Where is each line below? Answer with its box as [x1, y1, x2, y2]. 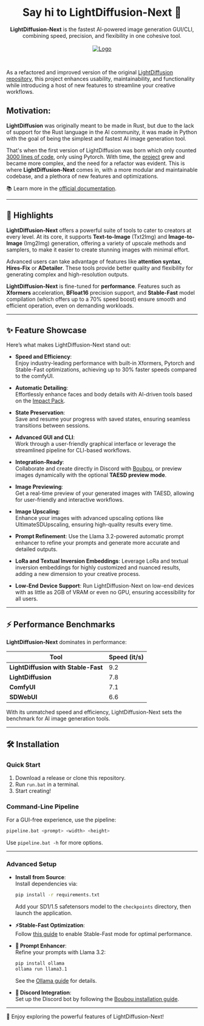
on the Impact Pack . [15, 397, 66, 404]
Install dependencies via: [15, 880, 78, 888]
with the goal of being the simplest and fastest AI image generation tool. [6, 135, 186, 142]
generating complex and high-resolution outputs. [6, 270, 129, 278]
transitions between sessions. [15, 422, 90, 429]
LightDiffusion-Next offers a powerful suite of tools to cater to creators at [6, 227, 192, 234]
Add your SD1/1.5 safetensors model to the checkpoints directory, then [15, 903, 191, 910]
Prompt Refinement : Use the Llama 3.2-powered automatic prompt [15, 533, 184, 540]
